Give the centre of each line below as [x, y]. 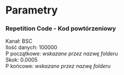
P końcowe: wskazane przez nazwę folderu [58, 66]
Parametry [32, 10]
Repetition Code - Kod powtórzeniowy [61, 29]
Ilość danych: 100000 [32, 47]
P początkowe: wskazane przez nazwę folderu [62, 54]
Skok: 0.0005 [22, 60]
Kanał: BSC [19, 41]
